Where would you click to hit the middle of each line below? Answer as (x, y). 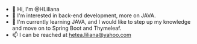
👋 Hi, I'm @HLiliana (36, 9)
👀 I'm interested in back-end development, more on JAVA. (84, 15)
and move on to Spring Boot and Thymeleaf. (67, 28)
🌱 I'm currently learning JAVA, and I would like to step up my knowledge (101, 22)
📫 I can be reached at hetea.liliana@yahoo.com (71, 35)
